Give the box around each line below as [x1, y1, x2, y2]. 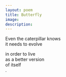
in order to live [5, 51, 36, 57]
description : [5, 21, 33, 27]
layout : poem [5, 7, 33, 13]
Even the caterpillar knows [5, 36, 61, 42]
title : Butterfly [5, 12, 42, 17]
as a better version [5, 57, 45, 63]
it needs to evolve [5, 41, 43, 47]
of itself [5, 62, 21, 68]
